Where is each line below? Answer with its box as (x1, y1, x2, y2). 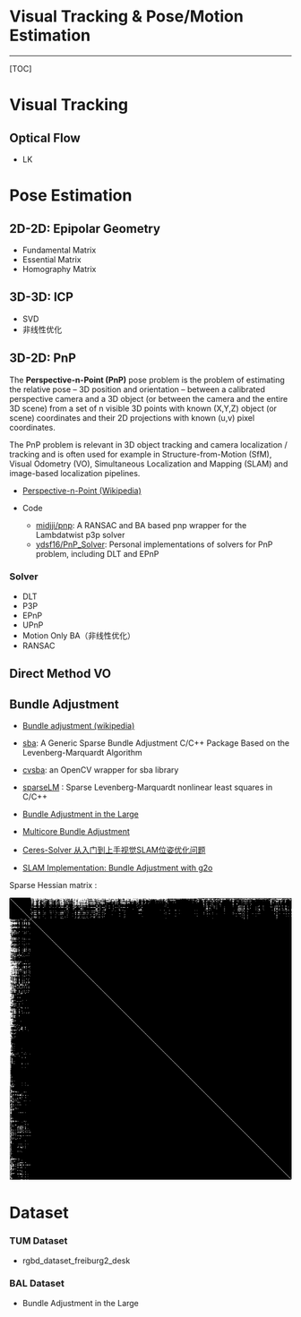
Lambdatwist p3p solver (35, 529, 125, 540)
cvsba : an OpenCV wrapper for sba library (21, 765, 179, 775)
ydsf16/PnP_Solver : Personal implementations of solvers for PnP (35, 539, 273, 550)
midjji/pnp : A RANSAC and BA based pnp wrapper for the (35, 519, 247, 530)
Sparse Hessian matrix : (9, 880, 98, 891)
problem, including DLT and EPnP (35, 548, 159, 559)
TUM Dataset (9, 1235, 68, 1247)
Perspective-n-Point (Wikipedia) (21, 485, 142, 496)
